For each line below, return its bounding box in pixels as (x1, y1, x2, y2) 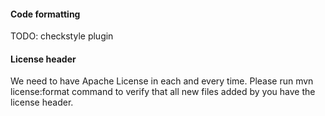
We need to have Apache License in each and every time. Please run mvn (10, 75, 314, 87)
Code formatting (10, 8, 81, 20)
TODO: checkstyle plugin (10, 30, 114, 42)
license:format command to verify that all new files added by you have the (10, 86, 316, 98)
